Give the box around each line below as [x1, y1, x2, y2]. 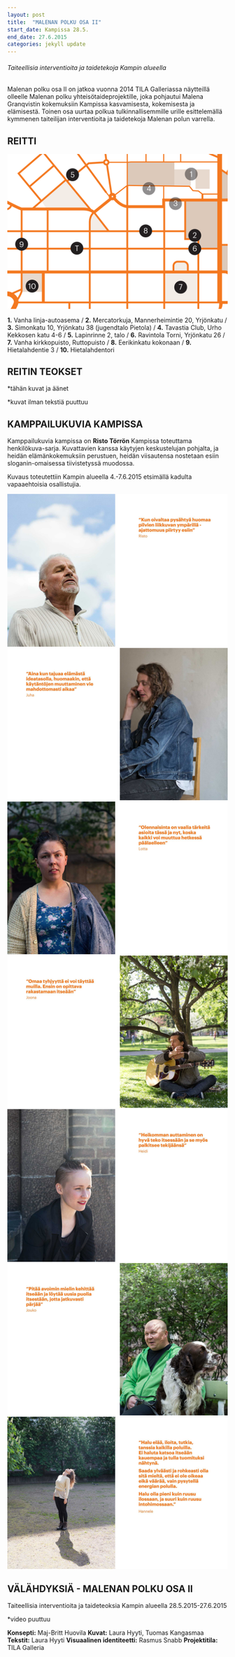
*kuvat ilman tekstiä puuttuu [7, 398, 89, 406]
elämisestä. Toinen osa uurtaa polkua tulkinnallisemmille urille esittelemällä [7, 107, 222, 116]
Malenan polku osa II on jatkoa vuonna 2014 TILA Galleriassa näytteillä [7, 85, 210, 94]
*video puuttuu [7, 1615, 51, 1623]
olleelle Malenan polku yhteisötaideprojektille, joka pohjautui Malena [7, 92, 204, 101]
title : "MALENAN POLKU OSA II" [7, 18, 101, 26]
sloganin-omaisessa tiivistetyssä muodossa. [7, 459, 135, 468]
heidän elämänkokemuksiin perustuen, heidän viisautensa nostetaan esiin [7, 452, 219, 460]
